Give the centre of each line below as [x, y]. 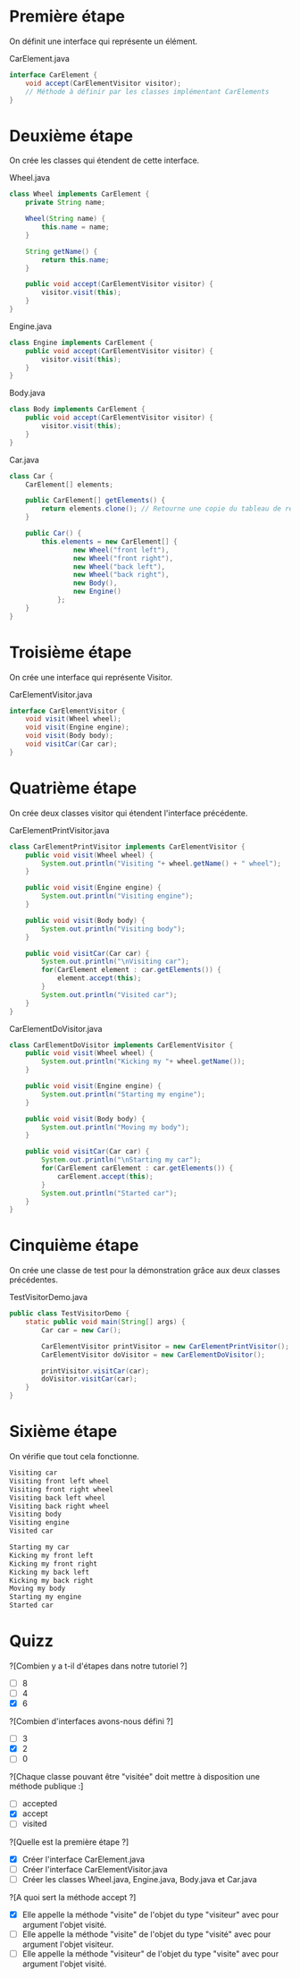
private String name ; [65, 203]
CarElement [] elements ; [70, 485]
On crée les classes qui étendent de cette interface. [104, 161]
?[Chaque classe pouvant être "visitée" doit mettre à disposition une [135, 1777]
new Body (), [95, 583]
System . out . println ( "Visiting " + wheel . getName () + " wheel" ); [161, 863]
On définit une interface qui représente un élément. [104, 41]
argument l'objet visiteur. [68, 1944]
